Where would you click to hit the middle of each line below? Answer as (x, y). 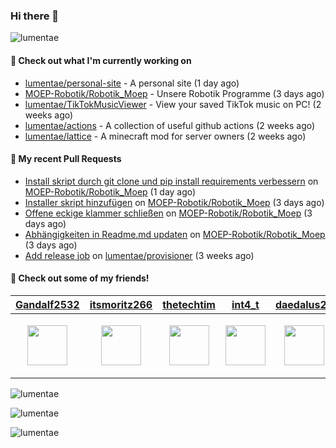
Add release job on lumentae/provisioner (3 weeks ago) (139, 255)
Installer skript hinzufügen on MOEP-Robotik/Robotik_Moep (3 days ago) (174, 202)
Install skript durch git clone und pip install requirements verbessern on (171, 181)
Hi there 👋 (35, 16)
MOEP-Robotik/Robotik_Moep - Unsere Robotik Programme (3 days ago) (174, 93)
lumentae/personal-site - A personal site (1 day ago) (132, 83)
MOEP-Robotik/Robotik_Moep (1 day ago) (110, 191)
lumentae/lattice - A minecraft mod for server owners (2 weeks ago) (165, 136)
